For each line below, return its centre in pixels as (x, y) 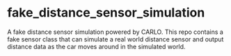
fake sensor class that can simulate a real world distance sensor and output (115, 39)
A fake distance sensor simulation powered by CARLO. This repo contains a (115, 32)
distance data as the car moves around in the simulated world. (96, 46)
